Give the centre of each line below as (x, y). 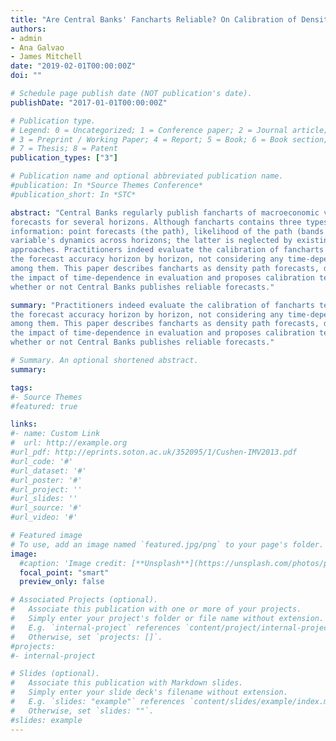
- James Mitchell (46, 57)
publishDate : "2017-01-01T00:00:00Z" (89, 102)
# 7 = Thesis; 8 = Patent (64, 149)
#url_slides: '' (44, 499)
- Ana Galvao (37, 47)
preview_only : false (62, 582)
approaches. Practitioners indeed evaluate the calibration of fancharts (167, 250)
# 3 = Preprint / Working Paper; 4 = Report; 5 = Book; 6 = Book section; (169, 139)
